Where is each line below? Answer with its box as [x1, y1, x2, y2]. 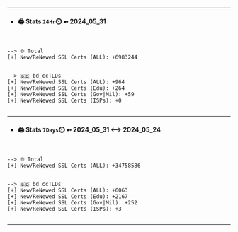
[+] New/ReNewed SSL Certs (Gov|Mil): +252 [7, 199, 138, 207]
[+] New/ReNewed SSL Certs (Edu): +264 [7, 85, 125, 92]
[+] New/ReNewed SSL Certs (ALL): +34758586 [7, 162, 141, 170]
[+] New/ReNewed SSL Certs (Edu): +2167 [7, 193, 129, 200]
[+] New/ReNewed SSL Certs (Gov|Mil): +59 [7, 91, 135, 98]
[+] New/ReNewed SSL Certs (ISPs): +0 [7, 97, 122, 105]
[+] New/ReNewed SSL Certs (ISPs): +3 [7, 206, 122, 213]
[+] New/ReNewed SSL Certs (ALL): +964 [7, 79, 125, 86]
